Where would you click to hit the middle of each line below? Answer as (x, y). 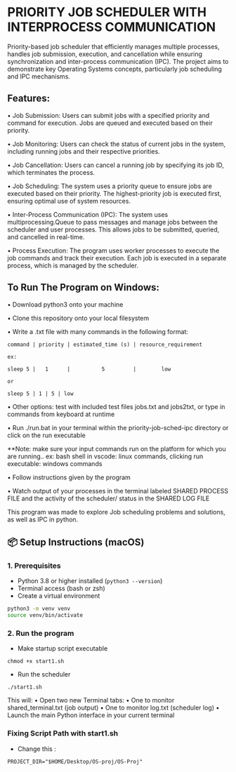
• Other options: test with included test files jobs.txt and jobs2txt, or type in (116, 406)
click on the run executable (46, 435)
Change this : (37, 749)
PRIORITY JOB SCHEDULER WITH (107, 12)
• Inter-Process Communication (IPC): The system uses (88, 214)
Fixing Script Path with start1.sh (63, 733)
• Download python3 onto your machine (65, 304)
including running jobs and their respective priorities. (84, 151)
